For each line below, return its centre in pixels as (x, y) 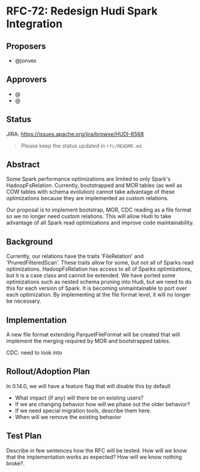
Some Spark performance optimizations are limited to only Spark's (89, 179)
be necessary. (24, 301)
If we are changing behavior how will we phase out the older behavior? (102, 404)
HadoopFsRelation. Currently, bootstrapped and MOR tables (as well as (94, 186)
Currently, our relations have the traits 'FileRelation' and (75, 256)
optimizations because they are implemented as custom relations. (88, 198)
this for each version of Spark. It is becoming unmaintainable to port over (97, 288)
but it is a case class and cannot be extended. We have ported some (91, 275)
